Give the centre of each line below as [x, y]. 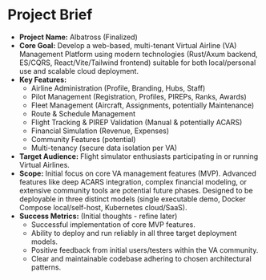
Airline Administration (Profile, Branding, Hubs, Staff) [118, 88]
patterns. [46, 267]
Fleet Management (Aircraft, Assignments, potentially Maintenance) [143, 105]
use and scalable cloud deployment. [79, 71]
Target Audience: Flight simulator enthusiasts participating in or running [138, 156]
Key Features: [43, 79]
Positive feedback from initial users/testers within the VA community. [145, 250]
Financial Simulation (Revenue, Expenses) [100, 131]
